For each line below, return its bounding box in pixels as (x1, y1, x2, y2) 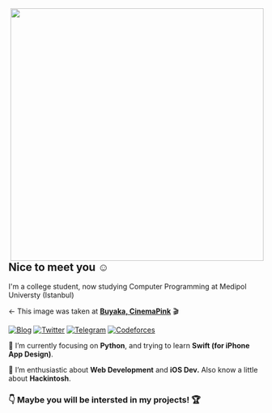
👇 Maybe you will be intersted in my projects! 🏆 (8, 394, 201, 406)
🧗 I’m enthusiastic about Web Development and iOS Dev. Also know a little (8, 365, 258, 375)
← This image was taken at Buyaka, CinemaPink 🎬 (8, 306, 180, 316)
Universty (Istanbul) (8, 290, 74, 300)
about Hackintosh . (8, 373, 71, 383)
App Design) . (8, 349, 54, 359)
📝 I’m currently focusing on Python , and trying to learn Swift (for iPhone (8, 341, 250, 351)
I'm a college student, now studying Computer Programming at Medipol (8, 282, 247, 292)
